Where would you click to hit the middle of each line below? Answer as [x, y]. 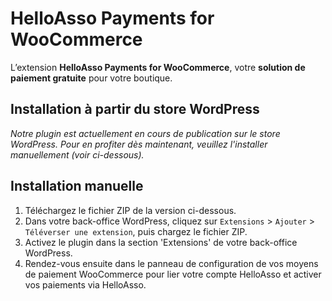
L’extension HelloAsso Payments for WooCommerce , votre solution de [158, 67]
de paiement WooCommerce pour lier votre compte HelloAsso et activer [173, 274]
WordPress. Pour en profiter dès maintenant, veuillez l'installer [139, 144]
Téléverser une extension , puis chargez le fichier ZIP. [136, 231]
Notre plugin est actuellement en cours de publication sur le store [145, 133]
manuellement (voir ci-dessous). [77, 154]
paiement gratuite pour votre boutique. [91, 78]
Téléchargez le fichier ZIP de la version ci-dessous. [130, 210]
